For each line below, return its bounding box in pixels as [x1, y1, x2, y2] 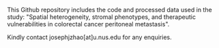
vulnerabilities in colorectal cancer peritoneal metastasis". [7, 20, 170, 28]
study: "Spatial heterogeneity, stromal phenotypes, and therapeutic [7, 13, 196, 21]
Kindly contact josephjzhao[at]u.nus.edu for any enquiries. [7, 33, 172, 41]
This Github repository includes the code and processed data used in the [7, 6, 213, 14]
